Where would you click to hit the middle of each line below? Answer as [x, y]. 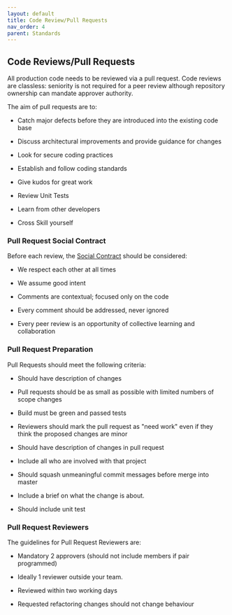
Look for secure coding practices [65, 155]
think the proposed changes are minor [72, 434]
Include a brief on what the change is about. [81, 495]
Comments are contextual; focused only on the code [93, 297]
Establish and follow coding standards [72, 169]
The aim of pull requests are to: [52, 107]
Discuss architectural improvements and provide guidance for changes [119, 141]
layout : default [31, 14]
